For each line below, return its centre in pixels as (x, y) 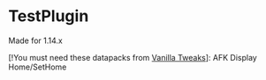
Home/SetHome (38, 67)
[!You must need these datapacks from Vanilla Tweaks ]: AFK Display (133, 57)
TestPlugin (49, 16)
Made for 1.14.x (36, 40)
